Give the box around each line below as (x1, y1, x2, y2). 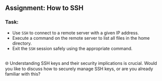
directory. (12, 40, 32, 46)
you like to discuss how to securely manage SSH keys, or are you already (5, 66, 153, 72)
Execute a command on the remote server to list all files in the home (12, 35, 150, 41)
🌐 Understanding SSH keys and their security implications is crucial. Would (5, 60, 157, 66)
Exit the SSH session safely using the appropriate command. (12, 45, 133, 51)
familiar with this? (5, 71, 41, 77)
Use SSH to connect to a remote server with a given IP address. (12, 29, 139, 36)
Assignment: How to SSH (5, 4, 84, 12)
